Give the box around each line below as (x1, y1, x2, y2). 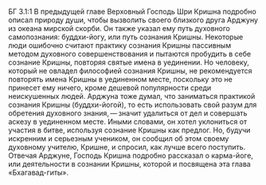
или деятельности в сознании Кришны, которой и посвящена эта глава (8, 159, 251, 168)
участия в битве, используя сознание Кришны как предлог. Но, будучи (8, 125, 251, 135)
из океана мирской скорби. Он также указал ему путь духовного (8, 24, 231, 33)
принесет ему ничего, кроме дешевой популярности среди (8, 83, 212, 92)
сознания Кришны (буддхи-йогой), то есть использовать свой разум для (8, 100, 257, 109)
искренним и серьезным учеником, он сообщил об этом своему (8, 134, 229, 143)
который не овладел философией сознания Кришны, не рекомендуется (8, 66, 252, 75)
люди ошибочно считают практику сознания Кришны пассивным (8, 41, 232, 50)
